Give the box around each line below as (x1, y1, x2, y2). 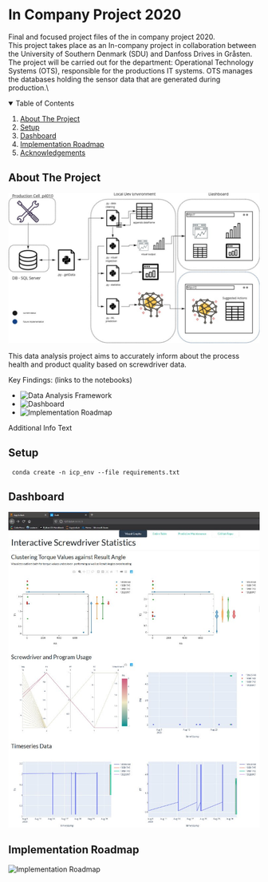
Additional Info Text (8, 423, 73, 432)
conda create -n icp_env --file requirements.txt (11, 468, 180, 476)
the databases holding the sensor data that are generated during (8, 74, 221, 84)
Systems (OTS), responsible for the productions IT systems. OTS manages (8, 66, 253, 75)
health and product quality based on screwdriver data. (8, 360, 187, 369)
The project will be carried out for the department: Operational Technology (8, 58, 254, 67)
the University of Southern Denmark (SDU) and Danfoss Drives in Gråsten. (8, 49, 253, 58)
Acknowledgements (19, 148, 86, 157)
